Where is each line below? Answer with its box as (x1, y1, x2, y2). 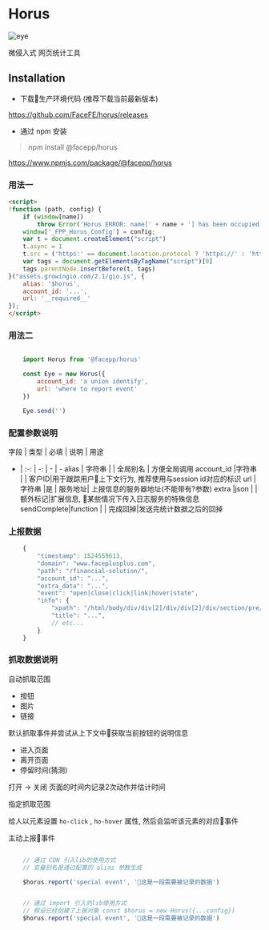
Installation (8, 71, 66, 85)
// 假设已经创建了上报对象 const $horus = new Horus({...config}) (22, 907, 235, 915)
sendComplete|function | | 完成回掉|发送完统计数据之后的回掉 (19, 503, 223, 513)
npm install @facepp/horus (27, 142, 118, 152)
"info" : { (37, 597, 70, 605)
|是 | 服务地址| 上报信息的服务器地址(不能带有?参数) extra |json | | (42, 483, 258, 493)
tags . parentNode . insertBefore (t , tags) (22, 265, 156, 273)
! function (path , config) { (8, 205, 102, 213)
